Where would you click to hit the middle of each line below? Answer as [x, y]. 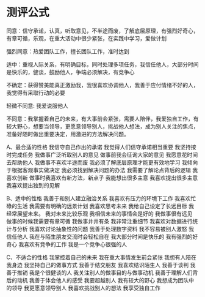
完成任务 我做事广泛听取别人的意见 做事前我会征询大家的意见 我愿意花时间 [105, 154]
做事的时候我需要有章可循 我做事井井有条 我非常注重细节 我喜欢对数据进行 [99, 221]
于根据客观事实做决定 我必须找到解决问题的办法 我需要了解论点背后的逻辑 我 [102, 170]
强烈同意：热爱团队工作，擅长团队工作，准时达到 [68, 51]
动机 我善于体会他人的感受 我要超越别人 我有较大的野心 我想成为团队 [103, 280]
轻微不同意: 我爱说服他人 [37, 105]
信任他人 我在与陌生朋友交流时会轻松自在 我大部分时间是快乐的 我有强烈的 [99, 236]
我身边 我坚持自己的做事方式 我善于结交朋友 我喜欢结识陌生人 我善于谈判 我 [101, 265]
